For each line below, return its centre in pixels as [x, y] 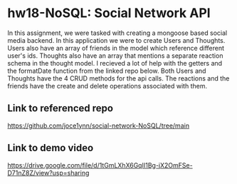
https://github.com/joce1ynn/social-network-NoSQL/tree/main [99, 126]
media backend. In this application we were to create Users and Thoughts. [116, 40]
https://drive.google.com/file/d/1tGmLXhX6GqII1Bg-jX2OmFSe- [100, 165]
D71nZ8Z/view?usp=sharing [48, 173]
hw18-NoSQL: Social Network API [109, 13]
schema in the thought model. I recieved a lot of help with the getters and [115, 63]
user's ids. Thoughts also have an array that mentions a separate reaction [115, 56]
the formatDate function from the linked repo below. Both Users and [107, 71]
